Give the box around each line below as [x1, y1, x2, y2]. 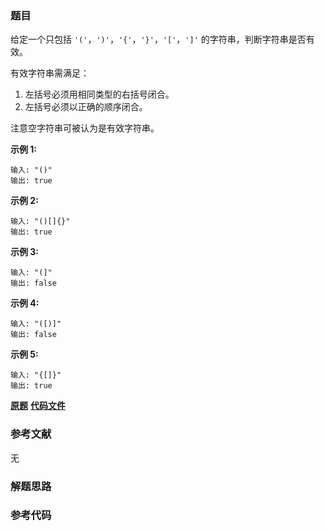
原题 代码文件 [10, 400, 66, 412]
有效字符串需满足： [10, 67, 90, 79]
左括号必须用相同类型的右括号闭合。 [24, 88, 175, 101]
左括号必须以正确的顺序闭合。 [24, 101, 148, 113]
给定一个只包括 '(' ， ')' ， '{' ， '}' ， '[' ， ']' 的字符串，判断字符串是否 [10, 33, 307, 46]
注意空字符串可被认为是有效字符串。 [10, 122, 160, 134]
